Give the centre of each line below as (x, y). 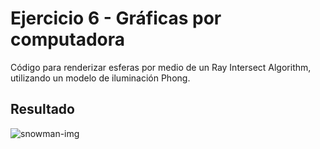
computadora (68, 39)
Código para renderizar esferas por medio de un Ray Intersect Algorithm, (161, 67)
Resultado (42, 109)
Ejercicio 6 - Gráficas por (116, 18)
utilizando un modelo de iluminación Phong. (100, 78)
